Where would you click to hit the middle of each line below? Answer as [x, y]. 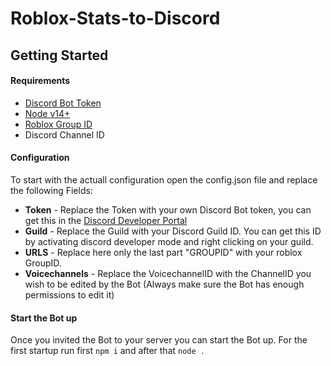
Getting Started [59, 55]
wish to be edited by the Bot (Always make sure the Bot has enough [164, 284]
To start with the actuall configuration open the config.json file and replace [164, 179]
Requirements [40, 81]
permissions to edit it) [69, 294]
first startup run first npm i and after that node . [107, 351]
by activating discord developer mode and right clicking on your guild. [169, 241]
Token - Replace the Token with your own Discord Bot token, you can [168, 209]
